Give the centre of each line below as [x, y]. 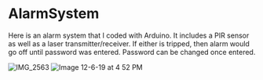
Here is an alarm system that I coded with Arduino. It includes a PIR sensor [129, 35]
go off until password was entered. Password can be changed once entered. [132, 52]
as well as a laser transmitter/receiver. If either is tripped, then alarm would [129, 43]
